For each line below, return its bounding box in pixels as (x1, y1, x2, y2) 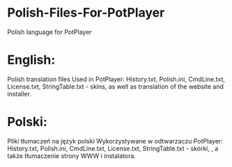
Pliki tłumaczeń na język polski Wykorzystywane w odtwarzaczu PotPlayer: (7, 137, 223, 145)
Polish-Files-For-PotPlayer (7, 5, 165, 21)
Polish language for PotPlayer (7, 28, 92, 36)
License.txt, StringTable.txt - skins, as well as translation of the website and (7, 82, 224, 91)
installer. (7, 89, 31, 98)
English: (7, 52, 56, 68)
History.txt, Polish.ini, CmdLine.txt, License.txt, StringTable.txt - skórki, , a (7, 144, 219, 152)
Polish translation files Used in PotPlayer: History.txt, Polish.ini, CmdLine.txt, (7, 75, 225, 83)
